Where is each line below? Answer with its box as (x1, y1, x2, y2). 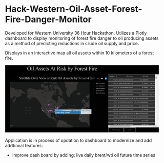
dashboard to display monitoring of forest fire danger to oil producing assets (5, 35, 159, 41)
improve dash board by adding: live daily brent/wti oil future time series (12, 152, 156, 158)
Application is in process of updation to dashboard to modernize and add (5, 137, 152, 143)
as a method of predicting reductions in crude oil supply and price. (5, 40, 139, 46)
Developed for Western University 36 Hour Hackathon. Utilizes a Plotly (5, 30, 147, 36)
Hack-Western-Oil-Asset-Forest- (5, 3, 143, 15)
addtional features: (5, 142, 43, 148)
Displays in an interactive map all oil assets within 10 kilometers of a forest (5, 50, 154, 56)
